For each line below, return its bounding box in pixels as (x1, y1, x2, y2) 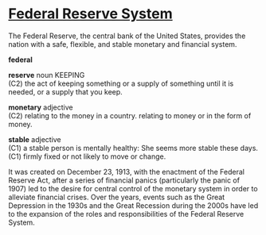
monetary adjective (8, 102, 73, 112)
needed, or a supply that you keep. (8, 87, 123, 96)
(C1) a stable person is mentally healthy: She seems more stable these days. (8, 143, 259, 152)
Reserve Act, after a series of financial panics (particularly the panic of (8, 175, 241, 185)
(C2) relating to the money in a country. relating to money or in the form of (8, 110, 252, 120)
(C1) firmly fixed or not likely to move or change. (8, 152, 166, 161)
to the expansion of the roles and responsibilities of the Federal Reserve (8, 209, 244, 218)
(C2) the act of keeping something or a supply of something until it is (8, 79, 234, 88)
